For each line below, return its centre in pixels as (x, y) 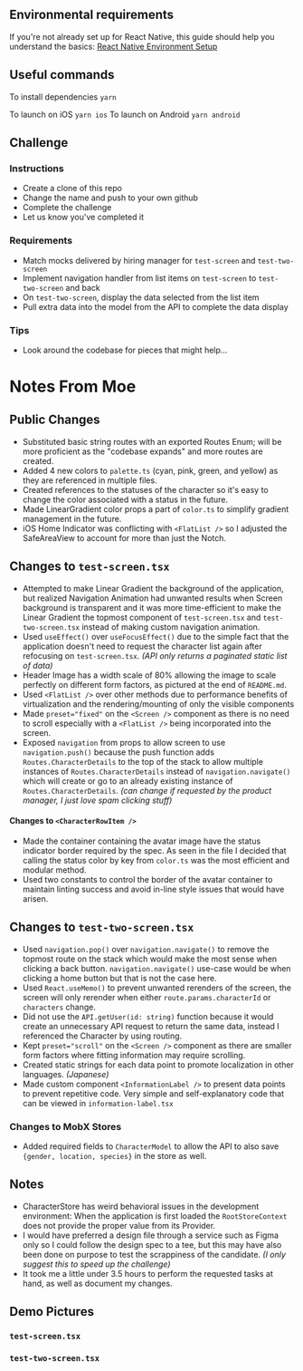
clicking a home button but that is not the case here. (119, 978)
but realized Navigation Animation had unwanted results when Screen (152, 598)
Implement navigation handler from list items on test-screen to (139, 278)
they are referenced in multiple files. (90, 480)
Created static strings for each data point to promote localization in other (158, 1065)
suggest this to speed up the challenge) (96, 1264)
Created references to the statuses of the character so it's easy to (145, 489)
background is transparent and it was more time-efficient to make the (152, 607)
